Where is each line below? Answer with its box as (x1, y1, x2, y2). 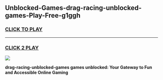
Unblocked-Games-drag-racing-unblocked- (5, 4, 142, 12)
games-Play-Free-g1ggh (5, 12, 81, 20)
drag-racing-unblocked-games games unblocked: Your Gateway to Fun (5, 64, 152, 70)
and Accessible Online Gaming (5, 69, 68, 75)
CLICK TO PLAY (5, 26, 43, 33)
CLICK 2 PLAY (5, 44, 39, 51)
